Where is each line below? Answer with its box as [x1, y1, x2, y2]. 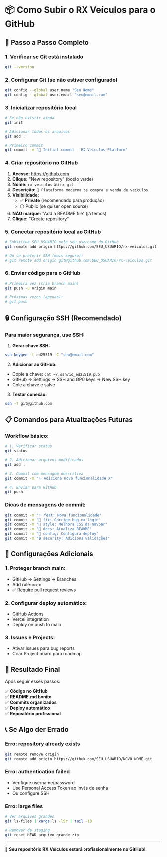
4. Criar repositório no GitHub [5, 159, 78, 166]
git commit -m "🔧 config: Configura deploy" [5, 531, 99, 536]
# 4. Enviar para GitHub [5, 485, 57, 490]
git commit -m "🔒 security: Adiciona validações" [5, 536, 110, 541]
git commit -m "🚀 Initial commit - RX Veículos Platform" [5, 147, 128, 153]
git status [5, 448, 28, 454]
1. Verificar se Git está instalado [5, 53, 83, 60]
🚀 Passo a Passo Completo [5, 38, 89, 47]
